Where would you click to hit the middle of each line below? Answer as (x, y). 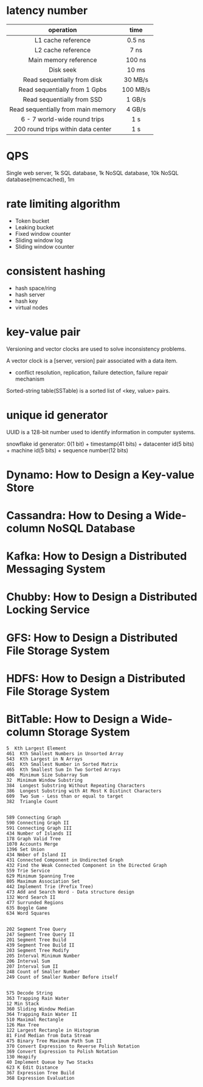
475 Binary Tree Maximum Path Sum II (54, 1041)
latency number (47, 11)
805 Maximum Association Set (43, 881)
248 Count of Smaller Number (43, 971)
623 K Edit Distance (33, 1068)
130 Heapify (21, 1057)
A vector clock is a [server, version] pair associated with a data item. (92, 361)
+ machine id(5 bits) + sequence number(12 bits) (67, 450)
